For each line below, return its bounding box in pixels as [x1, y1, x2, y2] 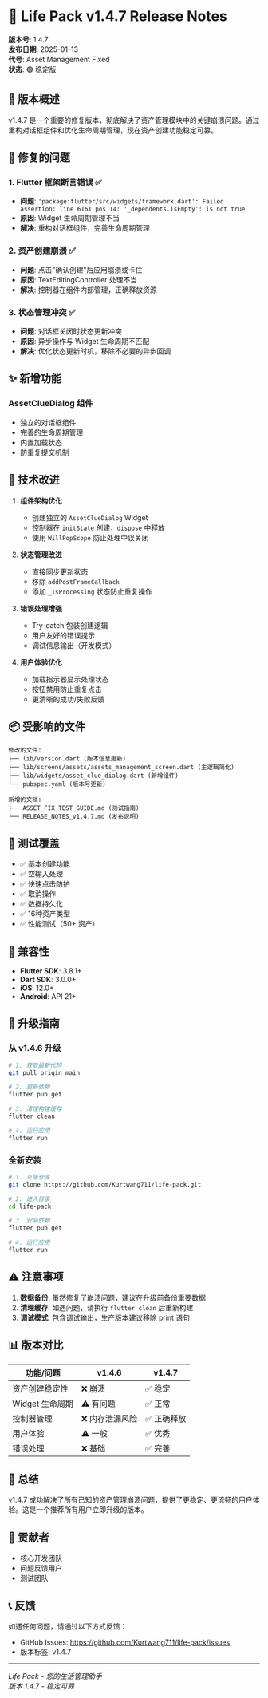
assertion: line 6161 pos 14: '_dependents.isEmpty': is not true [19, 205, 246, 214]
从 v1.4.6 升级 [8, 1043, 61, 1054]
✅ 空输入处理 [19, 869, 64, 879]
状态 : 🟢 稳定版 [8, 64, 57, 74]
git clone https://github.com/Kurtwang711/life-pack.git [8, 1180, 202, 1188]
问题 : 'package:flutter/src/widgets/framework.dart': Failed [19, 196, 225, 206]
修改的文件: [8, 746, 42, 755]
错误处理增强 [19, 603, 62, 613]
